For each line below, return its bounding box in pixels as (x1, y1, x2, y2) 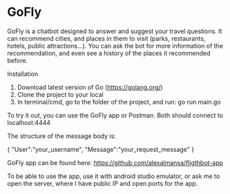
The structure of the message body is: (7, 132, 116, 140)
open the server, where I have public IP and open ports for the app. (7, 179, 198, 187)
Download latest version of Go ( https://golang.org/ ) (17, 83, 164, 91)
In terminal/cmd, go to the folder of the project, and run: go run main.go (17, 97, 221, 106)
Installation (7, 70, 39, 78)
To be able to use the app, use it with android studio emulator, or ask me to (7, 172, 220, 180)
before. (7, 56, 28, 64)
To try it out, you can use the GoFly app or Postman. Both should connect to (7, 111, 223, 119)
